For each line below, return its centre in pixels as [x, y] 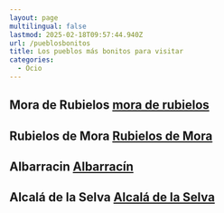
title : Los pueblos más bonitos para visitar [96, 52]
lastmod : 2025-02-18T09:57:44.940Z [76, 34]
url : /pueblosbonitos [50, 43]
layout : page [34, 18]
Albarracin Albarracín [71, 167]
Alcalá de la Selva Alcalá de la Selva [112, 197]
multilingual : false [48, 26]
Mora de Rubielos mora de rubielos [109, 105]
